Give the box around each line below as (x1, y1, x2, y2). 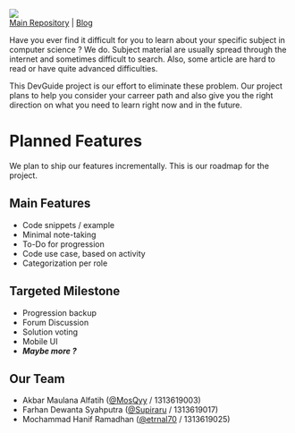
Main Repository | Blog (9, 18, 94, 28)
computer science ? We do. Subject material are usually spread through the (9, 45, 287, 55)
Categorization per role (21, 258, 108, 268)
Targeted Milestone (9, 284, 121, 299)
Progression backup (21, 307, 97, 318)
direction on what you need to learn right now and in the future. (9, 99, 243, 110)
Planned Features (9, 131, 143, 151)
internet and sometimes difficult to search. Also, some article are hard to (9, 54, 275, 64)
